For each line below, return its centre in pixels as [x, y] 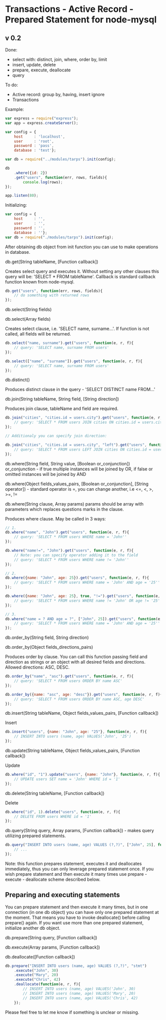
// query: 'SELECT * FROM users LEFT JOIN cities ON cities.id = [83, 450]
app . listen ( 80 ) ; [22, 196]
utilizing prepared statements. [36, 836]
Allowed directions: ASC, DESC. [38, 667]
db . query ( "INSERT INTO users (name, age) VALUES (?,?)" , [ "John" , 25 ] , [80, 845]
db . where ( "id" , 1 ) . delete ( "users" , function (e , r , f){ [63, 812]
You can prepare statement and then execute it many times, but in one [77, 907]
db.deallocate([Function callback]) [40, 957]
